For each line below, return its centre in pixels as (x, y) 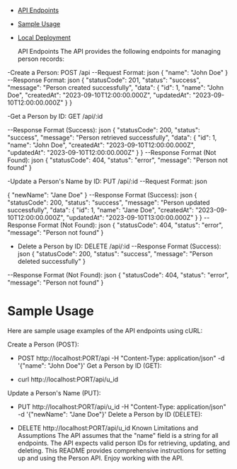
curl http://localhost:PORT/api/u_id (68, 379)
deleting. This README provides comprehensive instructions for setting (122, 450)
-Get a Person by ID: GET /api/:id (55, 116)
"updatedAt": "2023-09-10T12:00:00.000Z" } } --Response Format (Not (112, 152)
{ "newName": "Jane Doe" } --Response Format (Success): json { (102, 195)
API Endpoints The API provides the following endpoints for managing (119, 51)
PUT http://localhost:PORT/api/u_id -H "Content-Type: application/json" (122, 407)
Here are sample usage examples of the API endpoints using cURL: (105, 330)
